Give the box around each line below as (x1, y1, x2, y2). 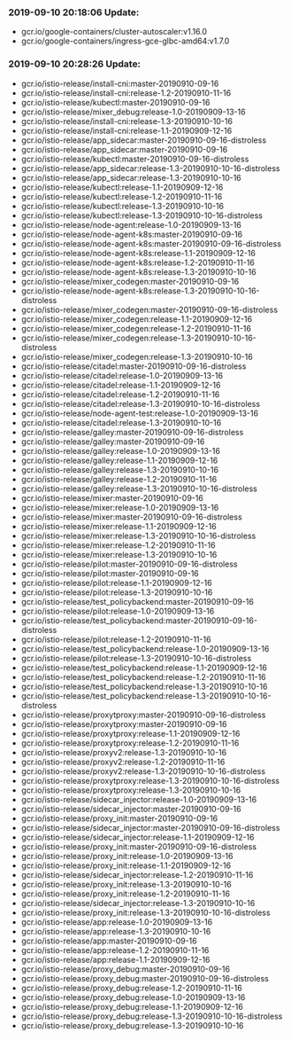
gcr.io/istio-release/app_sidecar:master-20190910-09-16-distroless (20, 135, 267, 145)
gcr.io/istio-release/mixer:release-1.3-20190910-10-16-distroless (20, 530, 257, 541)
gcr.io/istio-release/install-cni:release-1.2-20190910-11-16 (20, 87, 232, 98)
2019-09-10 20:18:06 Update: (8, 6, 140, 19)
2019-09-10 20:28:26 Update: (8, 58, 142, 70)
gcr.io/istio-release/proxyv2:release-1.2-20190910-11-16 (20, 756, 226, 767)
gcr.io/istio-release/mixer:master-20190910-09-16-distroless (20, 512, 242, 522)
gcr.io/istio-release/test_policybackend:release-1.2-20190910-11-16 (20, 671, 266, 682)
